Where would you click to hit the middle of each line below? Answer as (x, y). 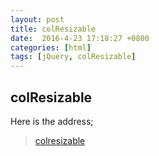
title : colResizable (53, 29)
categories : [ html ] (51, 47)
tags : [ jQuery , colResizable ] (73, 57)
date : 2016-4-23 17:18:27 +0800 (80, 38)
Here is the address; (52, 121)
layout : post (37, 19)
